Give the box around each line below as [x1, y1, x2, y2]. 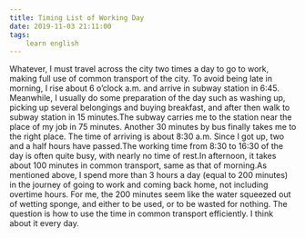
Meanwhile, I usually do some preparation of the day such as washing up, [9, 93, 286, 104]
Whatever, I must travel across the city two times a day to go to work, [9, 64, 269, 74]
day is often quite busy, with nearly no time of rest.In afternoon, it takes [9, 151, 277, 162]
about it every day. [9, 218, 79, 229]
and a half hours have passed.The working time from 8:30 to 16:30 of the [9, 141, 284, 152]
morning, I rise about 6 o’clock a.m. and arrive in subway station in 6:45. [9, 83, 280, 94]
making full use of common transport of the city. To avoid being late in [9, 74, 273, 84]
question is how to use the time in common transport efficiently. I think [9, 208, 274, 219]
